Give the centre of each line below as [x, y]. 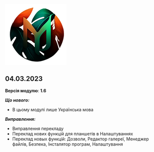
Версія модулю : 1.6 [26, 90]
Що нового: [17, 100]
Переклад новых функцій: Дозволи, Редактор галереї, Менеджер [80, 139]
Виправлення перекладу [38, 129]
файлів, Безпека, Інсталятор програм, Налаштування [67, 144]
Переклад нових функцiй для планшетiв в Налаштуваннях [73, 133]
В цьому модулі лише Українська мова [53, 109]
